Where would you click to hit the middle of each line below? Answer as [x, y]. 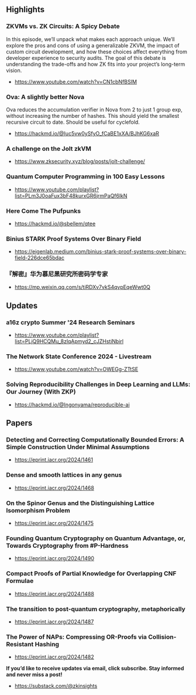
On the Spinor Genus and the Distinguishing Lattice [80, 503]
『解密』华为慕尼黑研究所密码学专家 [57, 274]
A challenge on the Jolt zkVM [49, 148]
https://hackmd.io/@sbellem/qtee [55, 223]
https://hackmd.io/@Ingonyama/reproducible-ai [72, 405]
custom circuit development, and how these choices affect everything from [97, 52]
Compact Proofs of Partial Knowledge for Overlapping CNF [91, 574]
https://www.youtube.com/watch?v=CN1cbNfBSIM [76, 82]
